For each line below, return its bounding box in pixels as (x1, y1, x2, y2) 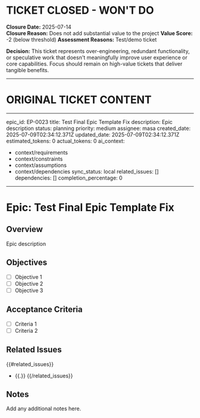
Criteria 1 (14, 320, 37, 327)
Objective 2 (14, 280, 43, 287)
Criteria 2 (14, 327, 38, 334)
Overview (6, 224, 43, 234)
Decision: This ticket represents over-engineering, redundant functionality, (6, 47, 190, 54)
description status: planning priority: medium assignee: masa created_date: (6, 125, 191, 132)
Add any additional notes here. (6, 405, 82, 412)
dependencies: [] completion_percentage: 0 (14, 174, 123, 181)
